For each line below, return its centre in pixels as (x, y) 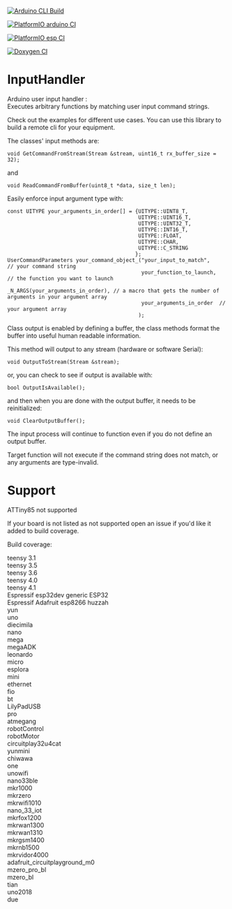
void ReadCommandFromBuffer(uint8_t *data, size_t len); (92, 185)
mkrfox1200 (24, 817)
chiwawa (20, 758)
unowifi (18, 773)
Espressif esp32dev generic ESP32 (58, 595)
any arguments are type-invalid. (53, 462)
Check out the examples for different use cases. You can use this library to (114, 119)
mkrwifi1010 (24, 803)
